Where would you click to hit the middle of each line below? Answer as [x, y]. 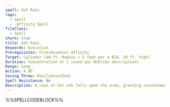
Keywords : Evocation [27, 48]
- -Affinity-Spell [29, 24]
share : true [18, 39]
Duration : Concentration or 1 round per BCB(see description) [72, 62]
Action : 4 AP [19, 72]
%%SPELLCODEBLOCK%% [34, 100]
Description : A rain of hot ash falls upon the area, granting [73, 85]
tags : [11, 15]
